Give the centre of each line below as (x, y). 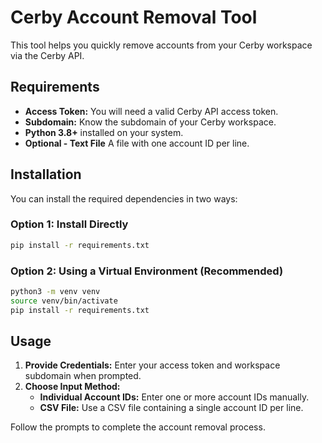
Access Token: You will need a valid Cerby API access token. (151, 111)
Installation (46, 174)
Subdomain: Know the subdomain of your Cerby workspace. (150, 122)
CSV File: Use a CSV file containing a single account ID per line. (171, 408)
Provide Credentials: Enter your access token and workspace (152, 365)
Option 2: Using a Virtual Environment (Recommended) (147, 271)
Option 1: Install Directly (69, 224)
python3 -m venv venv (55, 292)
